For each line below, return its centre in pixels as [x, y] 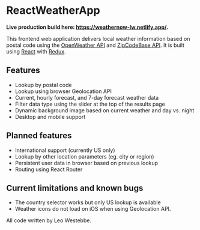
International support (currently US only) [65, 150]
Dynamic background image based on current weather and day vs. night [105, 110]
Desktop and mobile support [50, 117]
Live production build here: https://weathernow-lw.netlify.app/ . [87, 27]
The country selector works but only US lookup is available [88, 202]
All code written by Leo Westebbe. [49, 220]
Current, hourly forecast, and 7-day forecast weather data [87, 97]
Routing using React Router [49, 169]
